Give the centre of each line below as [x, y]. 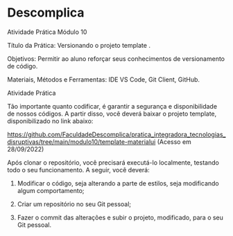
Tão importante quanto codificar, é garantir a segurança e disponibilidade [112, 106]
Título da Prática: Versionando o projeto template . [79, 45]
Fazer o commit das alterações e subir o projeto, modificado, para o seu [120, 217]
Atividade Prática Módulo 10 [47, 32]
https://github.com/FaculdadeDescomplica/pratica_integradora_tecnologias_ [116, 134]
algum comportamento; [51, 190]
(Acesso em [174, 142]
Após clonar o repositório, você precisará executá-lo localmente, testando [113, 162]
